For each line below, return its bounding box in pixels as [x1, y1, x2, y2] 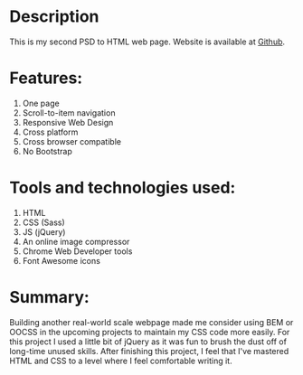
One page [22, 98, 61, 108]
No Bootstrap [22, 145, 72, 156]
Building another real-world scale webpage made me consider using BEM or [9, 316, 294, 327]
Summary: [9, 287, 90, 307]
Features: [9, 68, 83, 89]
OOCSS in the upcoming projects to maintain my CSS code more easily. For [9, 326, 290, 337]
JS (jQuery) [22, 226, 66, 237]
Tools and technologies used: [9, 178, 236, 198]
